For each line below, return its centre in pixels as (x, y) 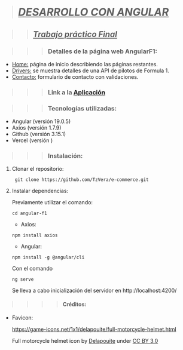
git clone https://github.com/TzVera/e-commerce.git (82, 180)
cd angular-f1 (29, 214)
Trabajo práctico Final (75, 34)
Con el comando (32, 269)
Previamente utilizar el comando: (52, 202)
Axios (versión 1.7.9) (36, 128)
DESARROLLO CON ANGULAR (93, 12)
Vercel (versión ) (32, 140)
